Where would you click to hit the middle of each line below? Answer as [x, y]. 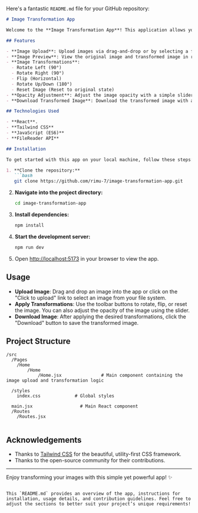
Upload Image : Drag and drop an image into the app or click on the [96, 291]
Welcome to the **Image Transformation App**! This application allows [96, 30]
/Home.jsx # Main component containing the [110, 376]
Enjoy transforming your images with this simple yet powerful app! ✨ [89, 478]
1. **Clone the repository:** [43, 170]
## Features [21, 41]
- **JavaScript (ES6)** [35, 133]
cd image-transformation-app [50, 203]
